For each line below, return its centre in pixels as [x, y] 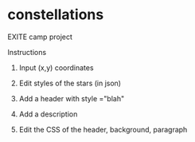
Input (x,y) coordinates [56, 67]
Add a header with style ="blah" [72, 98]
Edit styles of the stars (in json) [70, 83]
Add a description [48, 114]
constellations [56, 15]
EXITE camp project [40, 37]
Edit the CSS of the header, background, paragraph [103, 129]
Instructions [27, 52]
